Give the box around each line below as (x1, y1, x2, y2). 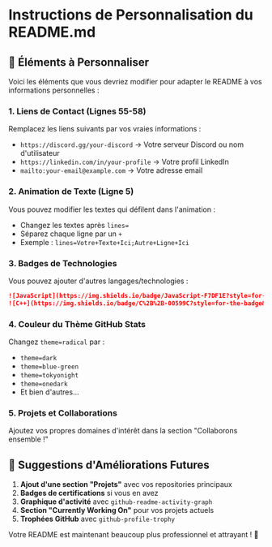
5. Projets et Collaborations (8, 407, 117, 419)
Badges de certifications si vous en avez (19, 489, 159, 498)
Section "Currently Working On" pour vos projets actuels (19, 506, 215, 515)
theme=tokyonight (19, 371, 79, 379)
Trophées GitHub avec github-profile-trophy (19, 514, 176, 524)
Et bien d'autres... (19, 387, 79, 397)
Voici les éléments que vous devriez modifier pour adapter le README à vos (8, 77, 262, 86)
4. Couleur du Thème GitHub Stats (8, 318, 146, 329)
